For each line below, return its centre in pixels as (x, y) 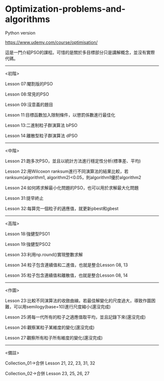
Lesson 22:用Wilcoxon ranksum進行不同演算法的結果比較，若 (67, 171)
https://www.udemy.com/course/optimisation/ (51, 42)
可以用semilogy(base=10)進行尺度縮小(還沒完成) (62, 306)
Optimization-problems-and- (65, 9)
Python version (20, 33)
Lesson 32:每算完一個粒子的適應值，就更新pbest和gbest (62, 208)
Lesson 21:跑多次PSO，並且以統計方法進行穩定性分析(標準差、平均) (73, 161)
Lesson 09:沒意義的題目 (29, 104)
